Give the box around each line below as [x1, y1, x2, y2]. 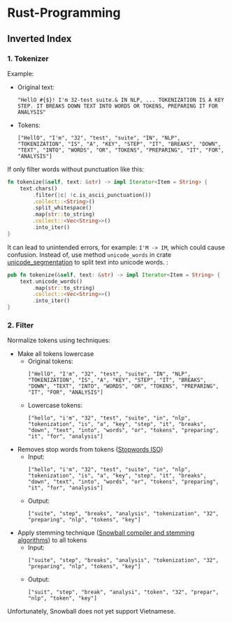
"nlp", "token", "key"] [27, 595, 98, 602]
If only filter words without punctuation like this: [7, 165, 145, 173]
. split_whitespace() [32, 205, 92, 212]
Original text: [17, 82, 55, 91]
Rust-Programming [7, 5, 121, 21]
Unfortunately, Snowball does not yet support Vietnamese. [7, 607, 176, 616]
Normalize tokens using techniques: [7, 336, 110, 345]
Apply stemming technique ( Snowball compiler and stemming [17, 528, 195, 537]
